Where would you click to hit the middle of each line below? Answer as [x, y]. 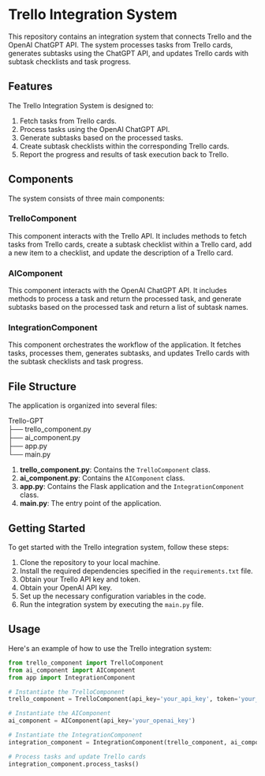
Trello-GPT [26, 421]
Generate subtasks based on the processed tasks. [101, 137]
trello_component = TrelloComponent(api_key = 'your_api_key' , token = [123, 699]
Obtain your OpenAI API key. [66, 588]
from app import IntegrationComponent [72, 677]
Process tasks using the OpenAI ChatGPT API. [95, 129]
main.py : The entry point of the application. [90, 503]
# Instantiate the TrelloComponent [67, 692]
